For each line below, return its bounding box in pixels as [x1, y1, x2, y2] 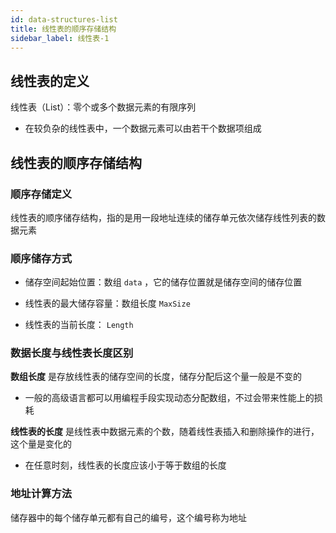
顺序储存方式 [10, 251, 73, 265]
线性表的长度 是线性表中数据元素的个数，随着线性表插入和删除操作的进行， [10, 426, 320, 438]
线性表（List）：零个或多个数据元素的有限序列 [10, 101, 197, 113]
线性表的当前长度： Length [24, 319, 134, 331]
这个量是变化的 [10, 438, 72, 450]
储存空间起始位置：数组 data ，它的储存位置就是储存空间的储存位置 [24, 276, 303, 288]
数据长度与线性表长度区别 [10, 346, 134, 360]
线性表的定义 [10, 72, 90, 90]
